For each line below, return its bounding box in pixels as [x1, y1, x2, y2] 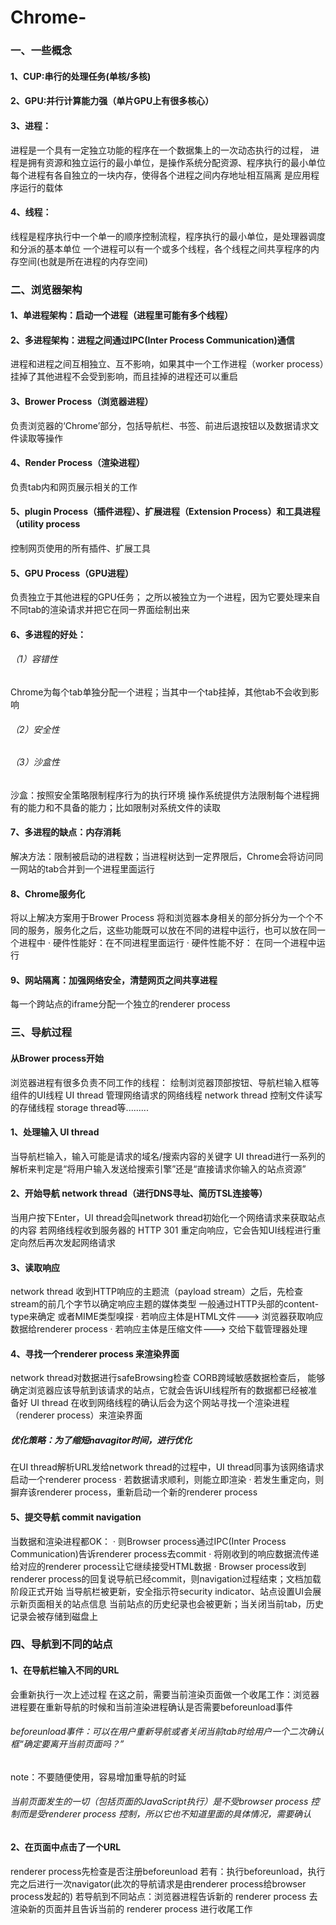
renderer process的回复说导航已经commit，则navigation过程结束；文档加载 [10, 1572, 322, 1585]
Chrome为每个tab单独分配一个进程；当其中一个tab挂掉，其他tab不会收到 [10, 686, 311, 698]
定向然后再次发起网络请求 [10, 1236, 116, 1248]
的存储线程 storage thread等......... [10, 1101, 149, 1113]
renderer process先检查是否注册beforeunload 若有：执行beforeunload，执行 [10, 1865, 326, 1877]
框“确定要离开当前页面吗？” [10, 1738, 125, 1750]
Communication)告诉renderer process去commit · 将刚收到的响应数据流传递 [10, 1547, 320, 1560]
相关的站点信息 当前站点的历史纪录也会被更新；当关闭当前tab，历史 [44, 1597, 325, 1610]
